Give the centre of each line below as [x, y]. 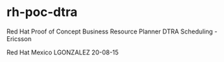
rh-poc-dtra [42, 12]
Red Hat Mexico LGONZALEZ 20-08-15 [63, 52]
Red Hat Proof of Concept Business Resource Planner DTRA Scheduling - [112, 31]
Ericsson [19, 38]
